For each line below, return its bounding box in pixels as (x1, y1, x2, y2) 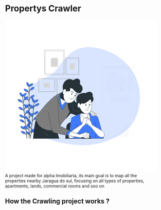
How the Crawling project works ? (5, 197, 110, 206)
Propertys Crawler (5, 3, 81, 14)
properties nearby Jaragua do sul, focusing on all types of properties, (5, 178, 144, 184)
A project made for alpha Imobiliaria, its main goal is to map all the (5, 172, 137, 178)
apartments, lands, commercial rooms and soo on (5, 183, 105, 189)
